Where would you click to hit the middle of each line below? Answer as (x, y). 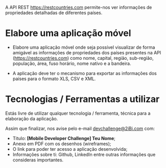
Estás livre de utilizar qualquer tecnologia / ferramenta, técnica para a (78, 113)
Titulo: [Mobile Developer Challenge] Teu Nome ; (64, 138)
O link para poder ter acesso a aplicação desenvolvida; (70, 149)
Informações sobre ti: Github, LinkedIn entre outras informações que (84, 154)
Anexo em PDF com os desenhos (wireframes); (62, 144)
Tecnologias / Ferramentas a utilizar (82, 99)
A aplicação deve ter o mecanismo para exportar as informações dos (85, 73)
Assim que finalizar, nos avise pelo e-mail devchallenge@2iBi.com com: (80, 128)
